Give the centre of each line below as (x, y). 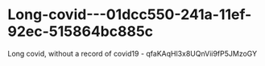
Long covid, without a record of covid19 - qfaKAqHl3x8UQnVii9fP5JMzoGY (132, 53)
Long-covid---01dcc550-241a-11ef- (130, 15)
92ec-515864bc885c (81, 31)
